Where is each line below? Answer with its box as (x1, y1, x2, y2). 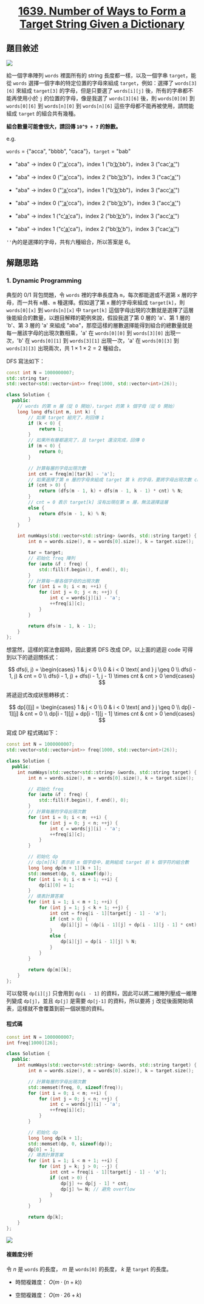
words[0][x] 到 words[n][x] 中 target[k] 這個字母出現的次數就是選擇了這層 (6, 306, 194, 313)
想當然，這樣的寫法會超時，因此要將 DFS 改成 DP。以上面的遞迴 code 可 (6, 646, 188, 654)
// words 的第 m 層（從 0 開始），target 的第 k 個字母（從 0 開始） (17, 404, 177, 410)
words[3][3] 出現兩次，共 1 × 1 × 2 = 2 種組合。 (6, 344, 124, 352)
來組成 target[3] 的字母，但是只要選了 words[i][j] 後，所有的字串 (16, 87, 183, 94)
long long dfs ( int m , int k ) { (17, 408, 97, 415)
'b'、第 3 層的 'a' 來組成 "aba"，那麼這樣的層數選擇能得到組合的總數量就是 (6, 321, 193, 329)
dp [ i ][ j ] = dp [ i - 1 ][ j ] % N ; (60, 939, 137, 945)
